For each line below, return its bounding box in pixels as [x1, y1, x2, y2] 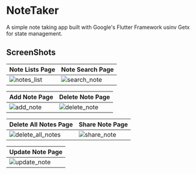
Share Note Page [79, 120, 128, 128]
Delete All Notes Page [9, 120, 73, 128]
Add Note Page [9, 93, 54, 101]
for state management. [6, 30, 63, 37]
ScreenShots [6, 48, 56, 58]
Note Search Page [61, 65, 114, 73]
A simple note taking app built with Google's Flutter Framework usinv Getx [6, 23, 190, 31]
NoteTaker [6, 4, 59, 17]
